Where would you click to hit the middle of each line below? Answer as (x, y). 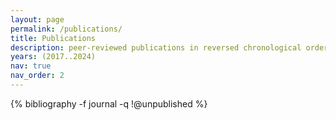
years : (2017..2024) (53, 57)
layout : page (37, 19)
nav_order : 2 (37, 76)
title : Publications (53, 38)
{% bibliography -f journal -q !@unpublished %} (109, 103)
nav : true (31, 66)
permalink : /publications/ (66, 29)
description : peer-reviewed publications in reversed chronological (156, 47)
